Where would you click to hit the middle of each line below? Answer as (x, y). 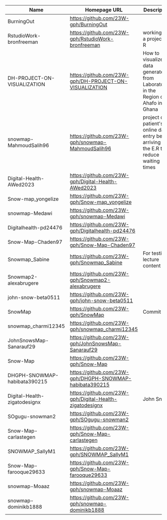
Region (151, 97)
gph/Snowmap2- (90, 280)
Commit (152, 312)
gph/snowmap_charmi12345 (104, 329)
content (152, 265)
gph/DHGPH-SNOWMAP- (101, 378)
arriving (152, 142)
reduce (151, 155)
